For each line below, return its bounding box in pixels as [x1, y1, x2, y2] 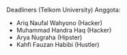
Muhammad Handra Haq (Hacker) [16, 26, 112, 34]
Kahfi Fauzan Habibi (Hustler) [16, 41, 100, 48]
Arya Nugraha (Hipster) [16, 33, 83, 41]
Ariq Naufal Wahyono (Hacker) [16, 19, 103, 26]
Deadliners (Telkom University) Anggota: [6, 6, 121, 14]
